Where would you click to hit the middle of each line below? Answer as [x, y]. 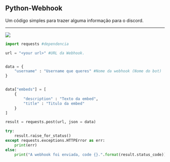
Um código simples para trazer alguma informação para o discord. [74, 20]
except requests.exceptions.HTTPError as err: [55, 141]
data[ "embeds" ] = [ [26, 90]
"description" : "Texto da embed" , [61, 99]
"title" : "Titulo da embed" [54, 103]
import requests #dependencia [37, 44]
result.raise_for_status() [43, 136]
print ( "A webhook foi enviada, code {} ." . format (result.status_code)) [90, 154]
